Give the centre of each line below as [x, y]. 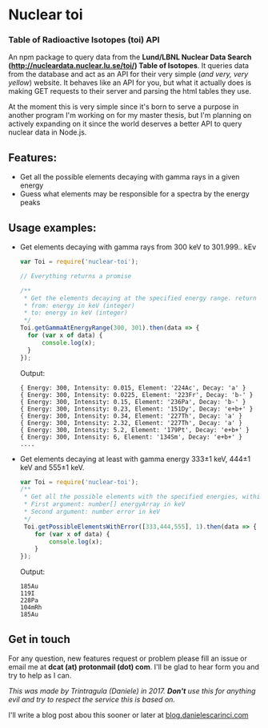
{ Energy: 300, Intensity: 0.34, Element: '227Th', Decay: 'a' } [131, 416]
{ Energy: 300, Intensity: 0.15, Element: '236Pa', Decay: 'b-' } [133, 402]
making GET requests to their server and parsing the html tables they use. [130, 91]
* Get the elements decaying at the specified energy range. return [140, 298]
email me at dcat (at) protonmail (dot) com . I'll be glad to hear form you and [134, 667]
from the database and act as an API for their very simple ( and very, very [128, 75]
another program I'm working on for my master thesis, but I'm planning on [130, 115]
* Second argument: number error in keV [92, 512]
